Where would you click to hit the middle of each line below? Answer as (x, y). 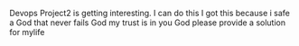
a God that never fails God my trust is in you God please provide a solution (148, 23)
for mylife (27, 32)
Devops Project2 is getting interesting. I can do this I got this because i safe (150, 13)
